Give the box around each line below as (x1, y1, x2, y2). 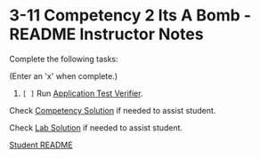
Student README (9, 139, 73, 150)
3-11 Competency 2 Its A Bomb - (9, 5, 252, 26)
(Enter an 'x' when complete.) (9, 70, 118, 81)
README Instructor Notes (9, 24, 204, 44)
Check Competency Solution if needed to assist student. (9, 105, 216, 115)
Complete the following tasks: (9, 53, 118, 64)
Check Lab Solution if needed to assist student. (9, 122, 183, 133)
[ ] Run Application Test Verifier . (21, 88, 143, 99)
